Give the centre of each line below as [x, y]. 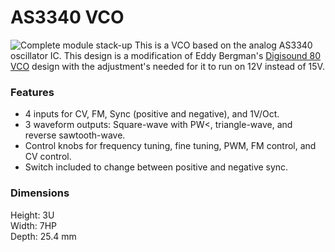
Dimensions [40, 193]
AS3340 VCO [67, 17]
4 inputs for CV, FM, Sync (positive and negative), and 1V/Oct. [152, 114]
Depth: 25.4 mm [43, 236]
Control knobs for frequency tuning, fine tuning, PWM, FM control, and [170, 146]
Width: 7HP [34, 225]
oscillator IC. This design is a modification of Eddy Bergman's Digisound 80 [166, 55]
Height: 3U [32, 215]
